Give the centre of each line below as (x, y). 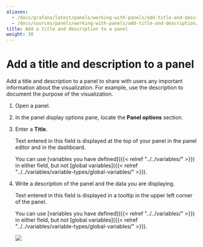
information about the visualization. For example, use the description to (95, 88)
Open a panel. (32, 106)
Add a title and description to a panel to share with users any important (95, 81)
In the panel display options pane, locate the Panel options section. (99, 117)
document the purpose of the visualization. (60, 94)
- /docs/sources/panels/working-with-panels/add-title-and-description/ (105, 23)
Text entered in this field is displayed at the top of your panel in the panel (106, 141)
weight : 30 (20, 35)
